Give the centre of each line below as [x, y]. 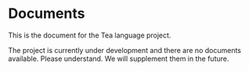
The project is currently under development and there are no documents [125, 50]
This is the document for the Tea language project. [90, 35]
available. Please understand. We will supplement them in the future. [119, 59]
